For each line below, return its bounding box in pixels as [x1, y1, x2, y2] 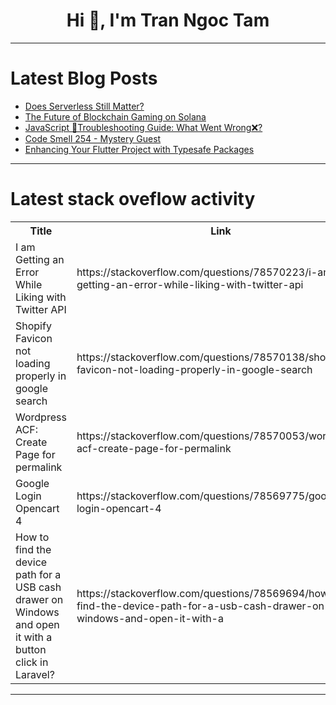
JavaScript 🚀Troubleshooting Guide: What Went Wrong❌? [24, 121, 263, 133]
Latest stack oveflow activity [10, 188, 256, 211]
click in [15, 655, 49, 669]
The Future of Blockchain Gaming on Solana [24, 110, 207, 123]
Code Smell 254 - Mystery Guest [24, 132, 162, 144]
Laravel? [15, 667, 55, 681]
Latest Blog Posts [10, 67, 158, 90]
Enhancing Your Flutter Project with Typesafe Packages [24, 143, 255, 155]
